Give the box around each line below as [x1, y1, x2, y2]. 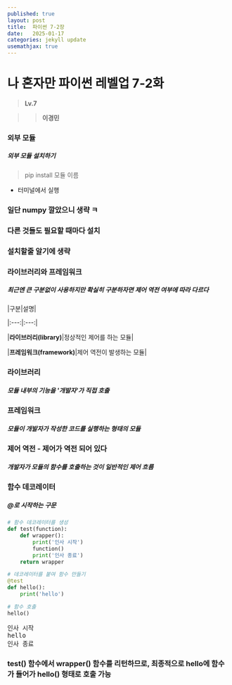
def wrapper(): [20, 532, 65, 539]
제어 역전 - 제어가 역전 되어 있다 [7, 444, 108, 454]
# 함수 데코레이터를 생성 [7, 519, 69, 526]
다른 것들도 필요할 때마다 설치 [7, 226, 101, 236]
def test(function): [7, 525, 68, 533]
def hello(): [7, 584, 46, 591]
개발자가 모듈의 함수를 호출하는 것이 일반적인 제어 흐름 [7, 462, 154, 471]
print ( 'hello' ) [20, 591, 65, 598]
